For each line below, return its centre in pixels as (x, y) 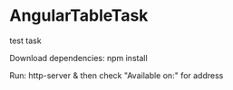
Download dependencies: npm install (78, 58)
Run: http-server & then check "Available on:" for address (116, 75)
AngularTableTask (79, 16)
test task (26, 40)
